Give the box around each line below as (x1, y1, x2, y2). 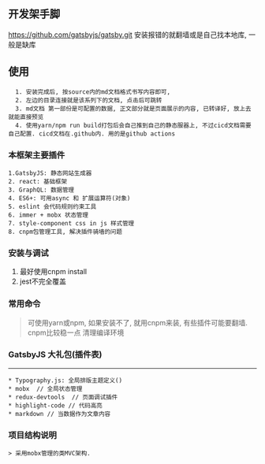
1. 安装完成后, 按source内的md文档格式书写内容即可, (15, 87, 171, 96)
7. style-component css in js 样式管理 (8, 219, 135, 227)
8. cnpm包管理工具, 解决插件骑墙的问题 (8, 228, 122, 236)
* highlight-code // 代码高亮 (8, 401, 103, 410)
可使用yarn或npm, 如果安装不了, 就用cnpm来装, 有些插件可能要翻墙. (27, 317, 248, 327)
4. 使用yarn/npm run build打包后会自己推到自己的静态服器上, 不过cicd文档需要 (15, 121, 252, 129)
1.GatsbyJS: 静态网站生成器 (8, 169, 92, 177)
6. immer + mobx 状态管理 (8, 211, 89, 219)
